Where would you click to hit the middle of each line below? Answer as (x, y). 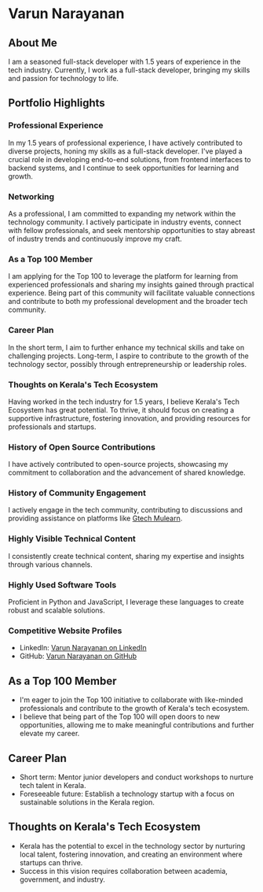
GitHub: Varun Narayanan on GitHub (78, 656)
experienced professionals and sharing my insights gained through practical (131, 285)
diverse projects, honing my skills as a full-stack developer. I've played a (126, 151)
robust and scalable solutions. (57, 610)
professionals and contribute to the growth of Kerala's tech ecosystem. (134, 709)
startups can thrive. (51, 862)
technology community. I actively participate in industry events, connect (125, 222)
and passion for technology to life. (64, 78)
